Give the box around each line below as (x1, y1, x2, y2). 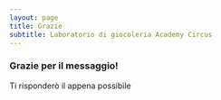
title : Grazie (9, 22, 63, 31)
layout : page (9, 13, 59, 23)
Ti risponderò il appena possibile (9, 80, 131, 91)
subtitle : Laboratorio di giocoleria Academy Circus (9, 30, 213, 39)
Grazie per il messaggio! (9, 59, 120, 72)
